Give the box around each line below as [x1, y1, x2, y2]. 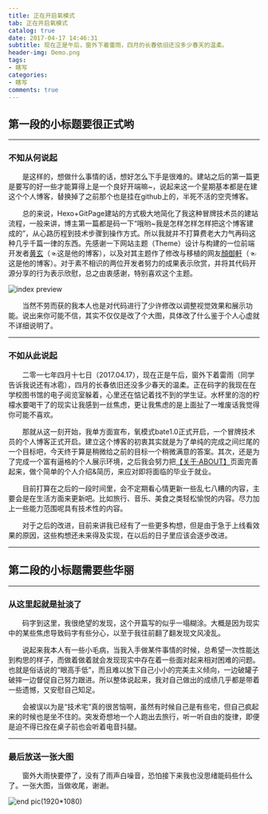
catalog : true [8, 26, 56, 34]
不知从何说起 [8, 152, 58, 163]
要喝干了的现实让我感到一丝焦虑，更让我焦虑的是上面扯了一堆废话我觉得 [22, 399, 260, 409]
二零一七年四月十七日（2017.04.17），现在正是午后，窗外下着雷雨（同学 [22, 370, 255, 379]
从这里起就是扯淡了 [8, 599, 82, 610]
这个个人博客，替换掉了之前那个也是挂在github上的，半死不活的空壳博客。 [8, 192, 253, 202]
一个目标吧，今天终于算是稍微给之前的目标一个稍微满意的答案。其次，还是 [8, 446, 253, 456]
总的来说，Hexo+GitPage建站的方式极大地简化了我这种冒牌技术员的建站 [22, 209, 259, 218]
